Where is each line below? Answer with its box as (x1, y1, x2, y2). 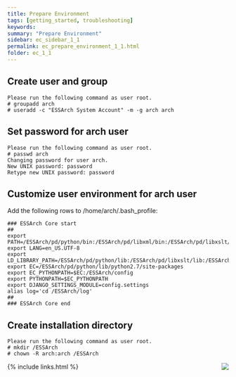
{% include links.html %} (7, 363, 79, 371)
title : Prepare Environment (7, 10, 90, 18)
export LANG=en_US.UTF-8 (7, 245, 80, 252)
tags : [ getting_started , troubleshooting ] (7, 17, 133, 24)
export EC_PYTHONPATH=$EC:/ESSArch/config (7, 269, 133, 276)
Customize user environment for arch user (7, 188, 197, 200)
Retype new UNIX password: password (7, 169, 114, 176)
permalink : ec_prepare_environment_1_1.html (7, 43, 140, 50)
